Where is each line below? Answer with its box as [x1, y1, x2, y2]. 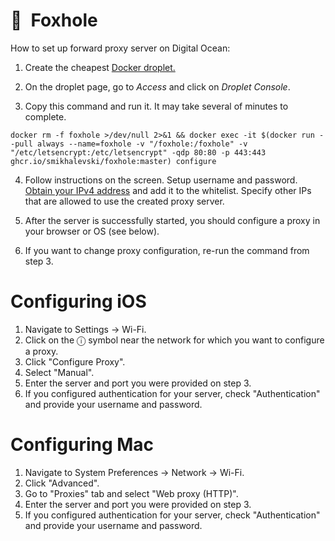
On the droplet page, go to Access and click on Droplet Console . [24, 80, 291, 93]
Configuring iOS [10, 290, 147, 313]
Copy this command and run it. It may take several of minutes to [24, 100, 289, 112]
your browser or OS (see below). [24, 225, 160, 237]
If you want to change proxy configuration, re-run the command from [24, 244, 310, 256]
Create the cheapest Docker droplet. [24, 61, 176, 73]
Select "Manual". [24, 366, 95, 378]
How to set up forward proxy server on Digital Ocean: [10, 42, 231, 54]
